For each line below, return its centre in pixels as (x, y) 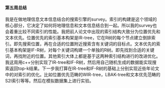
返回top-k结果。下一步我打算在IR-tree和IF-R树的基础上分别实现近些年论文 (84, 68)
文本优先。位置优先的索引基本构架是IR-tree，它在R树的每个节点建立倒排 (78, 38)
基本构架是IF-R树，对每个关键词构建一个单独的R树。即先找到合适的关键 (82, 50)
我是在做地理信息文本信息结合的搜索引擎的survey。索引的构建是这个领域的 (81, 19)
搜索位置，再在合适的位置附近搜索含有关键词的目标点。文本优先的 (89, 44)
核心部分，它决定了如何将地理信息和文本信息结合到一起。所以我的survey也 (81, 26)
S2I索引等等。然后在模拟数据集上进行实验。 (49, 81)
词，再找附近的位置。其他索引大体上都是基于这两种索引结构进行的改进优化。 (83, 56)
